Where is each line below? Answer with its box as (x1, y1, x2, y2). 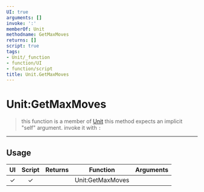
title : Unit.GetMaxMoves (6, 71, 69, 77)
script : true (6, 43, 39, 49)
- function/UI (6, 60, 42, 66)
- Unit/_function (6, 54, 50, 60)
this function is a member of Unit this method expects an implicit (21, 118, 183, 125)
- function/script (6, 65, 53, 72)
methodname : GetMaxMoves (6, 32, 69, 38)
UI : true (6, 9, 29, 15)
